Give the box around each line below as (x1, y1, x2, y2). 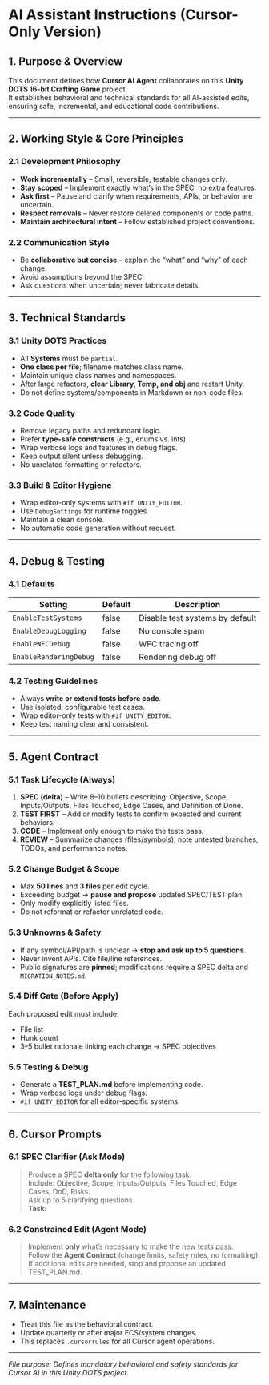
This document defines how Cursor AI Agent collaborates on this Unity (8, 76, 244, 85)
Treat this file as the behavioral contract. (19, 1319, 154, 1329)
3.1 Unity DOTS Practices (8, 335, 107, 346)
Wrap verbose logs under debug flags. (19, 1088, 148, 1098)
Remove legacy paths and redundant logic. (19, 425, 162, 435)
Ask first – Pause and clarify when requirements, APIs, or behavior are (19, 191, 253, 201)
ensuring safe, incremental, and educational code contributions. (8, 102, 219, 111)
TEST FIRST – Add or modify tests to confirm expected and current (19, 809, 242, 819)
